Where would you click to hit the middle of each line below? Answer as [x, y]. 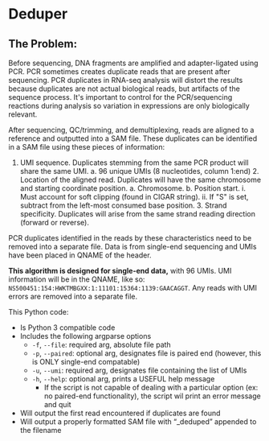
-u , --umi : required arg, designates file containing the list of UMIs [139, 370]
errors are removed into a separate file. [73, 296]
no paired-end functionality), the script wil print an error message [152, 396]
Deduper [38, 14]
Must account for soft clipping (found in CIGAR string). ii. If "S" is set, [134, 197]
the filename [41, 430]
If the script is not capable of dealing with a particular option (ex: [151, 387]
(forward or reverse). [55, 223]
